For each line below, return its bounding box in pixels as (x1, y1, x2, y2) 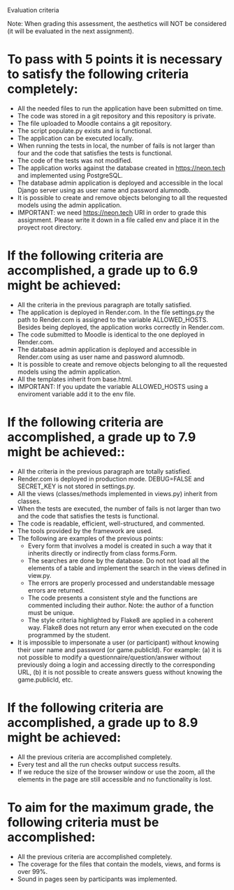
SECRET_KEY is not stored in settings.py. (17, 482, 136, 490)
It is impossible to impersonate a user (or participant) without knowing (17, 638, 219, 647)
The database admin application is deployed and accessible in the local (17, 178, 224, 187)
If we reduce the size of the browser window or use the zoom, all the (17, 768, 215, 776)
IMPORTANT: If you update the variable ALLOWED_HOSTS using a (17, 382, 208, 390)
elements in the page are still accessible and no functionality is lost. (17, 775, 212, 783)
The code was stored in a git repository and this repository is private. (17, 111, 217, 120)
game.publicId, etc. (17, 675, 73, 684)
